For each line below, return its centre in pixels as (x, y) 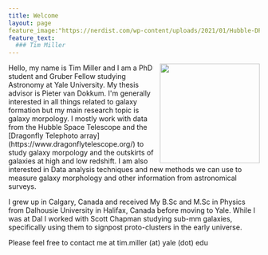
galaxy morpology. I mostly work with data (78, 119)
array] (89, 135)
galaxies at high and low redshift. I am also (78, 161)
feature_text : (32, 38)
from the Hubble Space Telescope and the (78, 127)
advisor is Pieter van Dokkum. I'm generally (80, 93)
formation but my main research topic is (74, 110)
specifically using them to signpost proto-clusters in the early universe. (125, 227)
